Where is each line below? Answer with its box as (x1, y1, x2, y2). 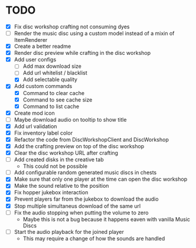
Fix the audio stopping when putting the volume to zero (14, 209, 149, 216)
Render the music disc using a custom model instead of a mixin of (14, 30, 175, 37)
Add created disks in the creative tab (14, 156, 104, 163)
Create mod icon (14, 109, 55, 116)
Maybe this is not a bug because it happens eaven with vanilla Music (22, 216, 190, 223)
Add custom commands (14, 83, 73, 90)
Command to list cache (22, 103, 80, 110)
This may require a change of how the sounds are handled (22, 234, 165, 242)
